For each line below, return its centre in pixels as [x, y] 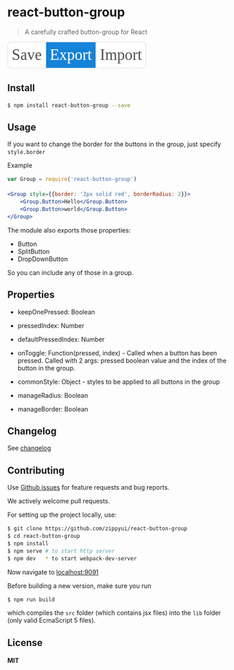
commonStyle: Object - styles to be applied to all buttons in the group [119, 382]
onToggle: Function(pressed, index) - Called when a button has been [117, 353]
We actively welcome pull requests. [59, 501]
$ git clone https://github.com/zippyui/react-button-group [98, 529]
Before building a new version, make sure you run [79, 586]
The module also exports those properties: [69, 230]
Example [20, 165]
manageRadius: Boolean [53, 395]
